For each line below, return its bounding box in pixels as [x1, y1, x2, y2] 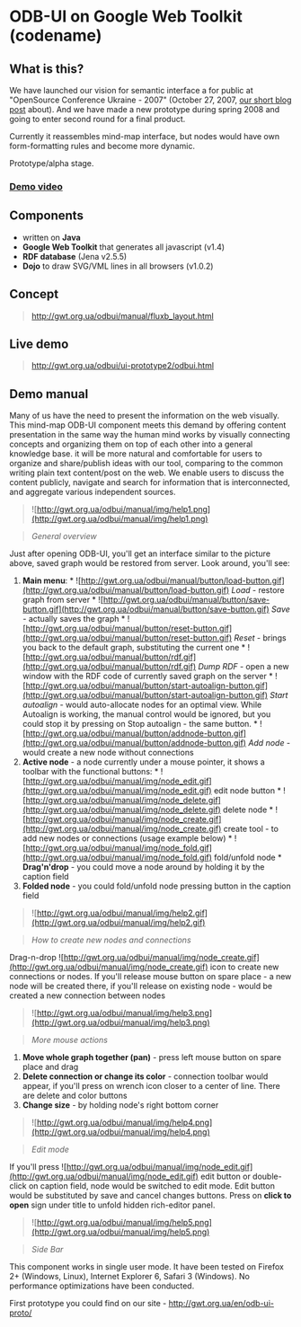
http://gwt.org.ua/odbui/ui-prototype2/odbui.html [31, 360, 214, 371]
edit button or [200, 1171, 252, 1182]
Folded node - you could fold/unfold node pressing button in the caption [22, 880, 291, 891]
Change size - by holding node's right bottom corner [22, 1100, 219, 1110]
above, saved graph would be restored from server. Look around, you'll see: [9, 558, 290, 569]
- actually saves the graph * [22, 614, 126, 624]
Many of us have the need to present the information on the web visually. [9, 411, 280, 421]
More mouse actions [31, 1035, 108, 1046]
